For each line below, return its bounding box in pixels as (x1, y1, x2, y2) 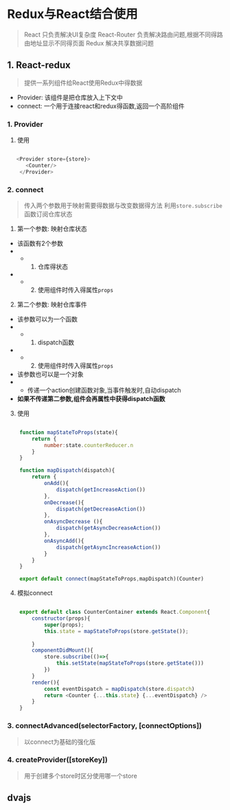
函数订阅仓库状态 (23, 209, 73, 218)
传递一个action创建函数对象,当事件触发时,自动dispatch (27, 386, 181, 394)
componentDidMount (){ (32, 647, 94, 654)
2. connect (7, 185, 44, 194)
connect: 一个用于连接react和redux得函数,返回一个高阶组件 (16, 101, 185, 110)
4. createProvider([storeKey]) (7, 755, 108, 765)
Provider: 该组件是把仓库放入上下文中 (16, 93, 124, 101)
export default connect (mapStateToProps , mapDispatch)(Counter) (19, 576, 205, 583)
